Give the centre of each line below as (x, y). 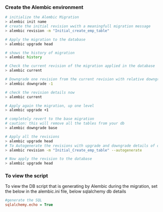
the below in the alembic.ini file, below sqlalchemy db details (65, 191)
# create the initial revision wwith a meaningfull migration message (78, 26)
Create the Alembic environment (44, 7)
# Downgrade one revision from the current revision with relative (75, 79)
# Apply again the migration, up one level (50, 106)
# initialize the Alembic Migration (42, 17)
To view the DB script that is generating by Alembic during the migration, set (81, 186)
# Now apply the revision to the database (49, 159)
